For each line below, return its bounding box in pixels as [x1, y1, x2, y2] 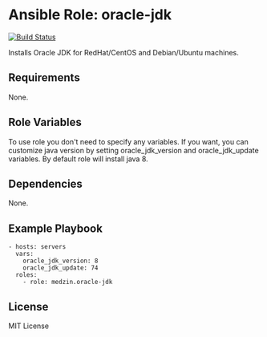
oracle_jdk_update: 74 [22, 264, 99, 272]
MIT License [8, 321, 50, 331]
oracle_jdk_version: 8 [22, 257, 99, 266]
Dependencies [8, 177, 83, 190]
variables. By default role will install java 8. [8, 154, 148, 164]
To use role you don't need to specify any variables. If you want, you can [8, 136, 249, 146]
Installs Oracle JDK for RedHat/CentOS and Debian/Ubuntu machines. [8, 47, 239, 57]
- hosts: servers [8, 243, 67, 251]
